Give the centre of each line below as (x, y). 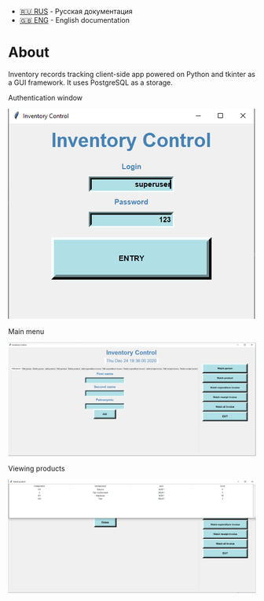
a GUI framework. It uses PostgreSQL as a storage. (90, 82)
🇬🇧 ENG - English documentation (74, 20)
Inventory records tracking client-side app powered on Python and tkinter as (132, 74)
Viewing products (37, 468)
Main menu (26, 331)
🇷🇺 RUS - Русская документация (76, 11)
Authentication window (46, 97)
